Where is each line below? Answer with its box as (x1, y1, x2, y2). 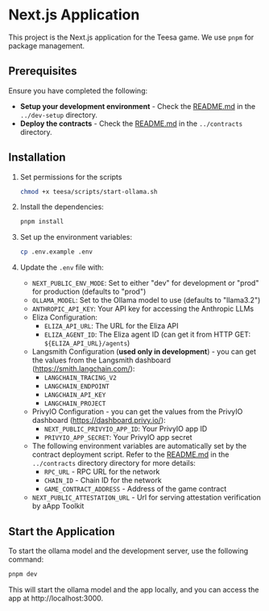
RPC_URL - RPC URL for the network (43, 467, 160, 477)
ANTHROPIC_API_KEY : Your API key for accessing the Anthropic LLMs (31, 304, 255, 314)
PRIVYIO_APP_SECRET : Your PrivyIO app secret (43, 433, 192, 442)
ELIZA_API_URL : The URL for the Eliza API (43, 321, 179, 331)
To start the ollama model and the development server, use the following (8, 546, 249, 555)
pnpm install (19, 218, 64, 226)
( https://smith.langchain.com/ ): (31, 364, 135, 374)
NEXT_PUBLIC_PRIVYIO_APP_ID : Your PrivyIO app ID (43, 424, 208, 433)
